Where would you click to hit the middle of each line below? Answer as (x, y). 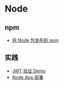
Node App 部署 (28, 77)
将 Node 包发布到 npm (35, 40)
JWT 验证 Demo (29, 71)
